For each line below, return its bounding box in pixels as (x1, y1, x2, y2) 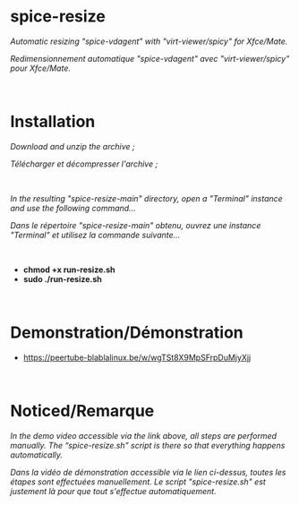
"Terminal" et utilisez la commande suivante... (10, 229, 181, 240)
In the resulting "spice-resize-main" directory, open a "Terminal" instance (10, 193, 283, 203)
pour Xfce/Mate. (10, 63, 71, 73)
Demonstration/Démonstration (10, 322, 244, 343)
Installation (10, 112, 96, 132)
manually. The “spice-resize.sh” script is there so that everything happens (10, 440, 286, 450)
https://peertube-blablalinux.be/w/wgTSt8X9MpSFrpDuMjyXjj (22, 352, 252, 363)
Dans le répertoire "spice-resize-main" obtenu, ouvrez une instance (10, 219, 261, 230)
